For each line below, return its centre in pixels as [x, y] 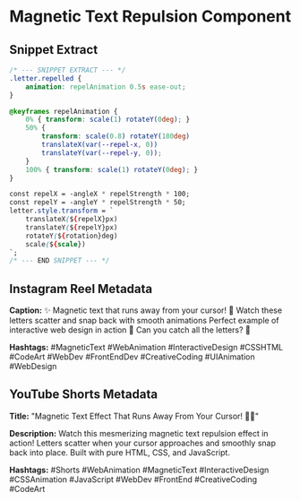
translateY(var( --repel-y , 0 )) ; [102, 153]
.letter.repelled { [46, 78]
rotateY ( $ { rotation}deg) [72, 236]
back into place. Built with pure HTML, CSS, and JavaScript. [120, 452]
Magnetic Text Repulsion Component [150, 17]
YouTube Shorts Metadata [84, 395]
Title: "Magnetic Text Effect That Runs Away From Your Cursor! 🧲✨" [134, 416]
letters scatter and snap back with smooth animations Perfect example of [144, 321]
